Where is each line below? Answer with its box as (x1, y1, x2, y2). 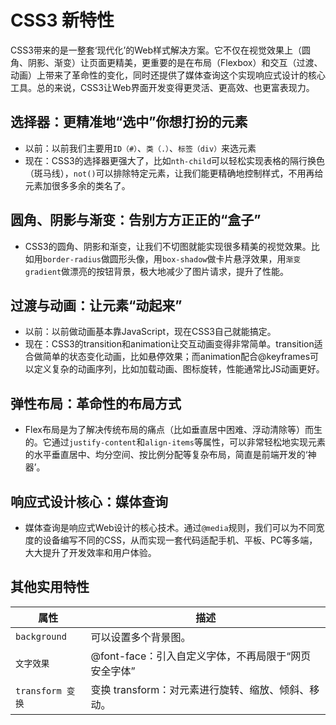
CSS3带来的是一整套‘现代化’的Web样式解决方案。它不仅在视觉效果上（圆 (10, 44, 311, 56)
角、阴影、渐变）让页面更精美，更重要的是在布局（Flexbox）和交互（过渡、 (10, 56, 323, 68)
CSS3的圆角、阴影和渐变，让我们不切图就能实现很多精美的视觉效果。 (24, 240, 312, 252)
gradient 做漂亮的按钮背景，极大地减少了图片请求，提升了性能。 (24, 265, 290, 277)
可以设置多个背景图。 (90, 630, 192, 644)
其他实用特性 (10, 579, 90, 596)
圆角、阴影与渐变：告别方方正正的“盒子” (10, 212, 262, 229)
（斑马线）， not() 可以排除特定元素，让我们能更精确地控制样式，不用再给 (24, 167, 324, 179)
